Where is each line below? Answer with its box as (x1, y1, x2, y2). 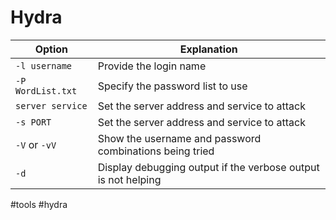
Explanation (179, 42, 238, 56)
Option (34, 42, 69, 56)
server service (15, 100, 88, 111)
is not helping (97, 172, 162, 186)
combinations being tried (97, 144, 215, 158)
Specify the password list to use (97, 79, 248, 93)
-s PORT (15, 116, 52, 128)
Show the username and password (97, 131, 262, 145)
